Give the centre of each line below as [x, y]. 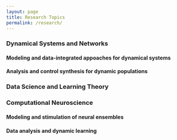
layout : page [22, 12]
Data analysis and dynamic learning [52, 130]
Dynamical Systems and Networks [57, 43]
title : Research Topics [36, 17]
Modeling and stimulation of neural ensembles [65, 117]
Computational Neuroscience [50, 103]
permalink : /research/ [34, 23]
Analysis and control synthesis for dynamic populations [77, 71]
